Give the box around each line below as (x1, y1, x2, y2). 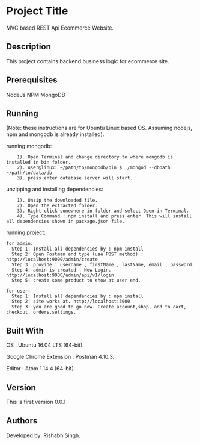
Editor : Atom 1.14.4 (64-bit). (6, 365, 76, 372)
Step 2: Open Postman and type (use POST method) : (11, 251, 144, 257)
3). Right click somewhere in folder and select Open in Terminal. (17, 208, 189, 214)
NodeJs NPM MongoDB (6, 91, 65, 98)
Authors (6, 415, 38, 426)
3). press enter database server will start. (17, 175, 133, 181)
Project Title (6, 4, 68, 18)
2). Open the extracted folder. (17, 203, 98, 209)
